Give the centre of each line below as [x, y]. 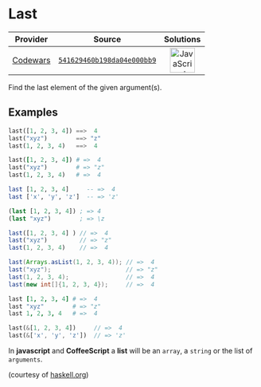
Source [107, 39]
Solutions [183, 39]
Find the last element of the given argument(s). [85, 87]
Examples [33, 113]
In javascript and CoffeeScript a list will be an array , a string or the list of [130, 351]
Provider [31, 39]
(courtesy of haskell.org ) [49, 375]
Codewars [31, 60]
